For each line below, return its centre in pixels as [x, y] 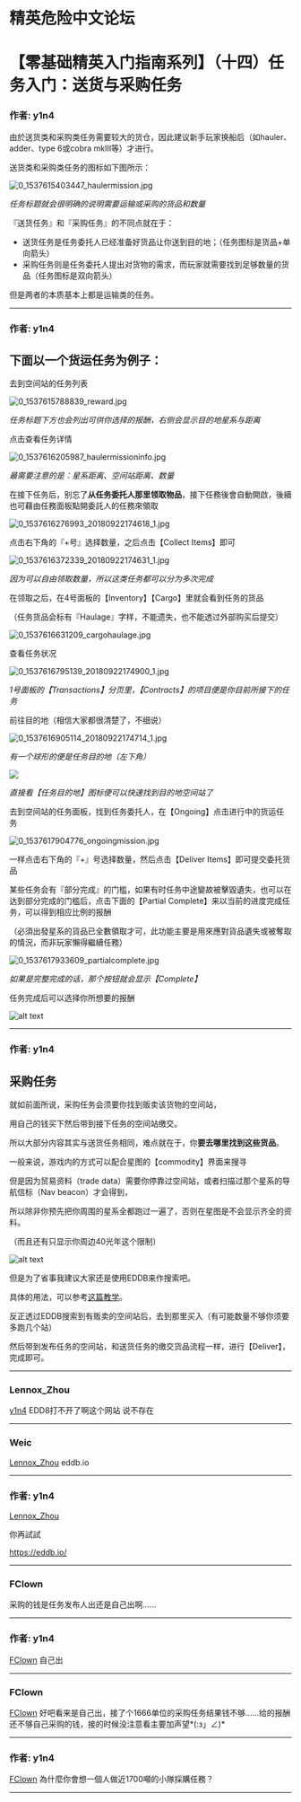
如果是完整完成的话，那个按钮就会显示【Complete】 [106, 979]
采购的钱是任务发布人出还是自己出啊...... [83, 1604]
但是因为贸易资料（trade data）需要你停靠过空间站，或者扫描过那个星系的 [146, 1181]
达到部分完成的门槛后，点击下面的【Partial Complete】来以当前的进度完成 [146, 901]
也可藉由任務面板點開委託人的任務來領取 [84, 506]
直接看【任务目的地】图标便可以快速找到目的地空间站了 [111, 793]
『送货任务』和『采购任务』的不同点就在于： [92, 223]
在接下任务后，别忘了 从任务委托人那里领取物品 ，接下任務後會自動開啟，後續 [150, 495]
